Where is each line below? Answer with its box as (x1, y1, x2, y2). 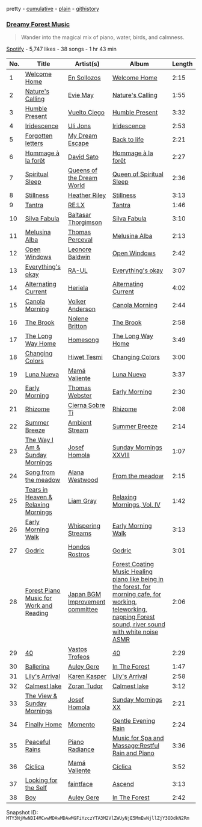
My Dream (68, 132, 97, 140)
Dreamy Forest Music (6, 20, 70, 28)
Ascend (112, 780, 134, 788)
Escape (68, 139, 89, 148)
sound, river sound (112, 620, 165, 629)
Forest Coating (112, 560, 155, 569)
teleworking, (112, 605, 147, 614)
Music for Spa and (112, 734, 164, 743)
